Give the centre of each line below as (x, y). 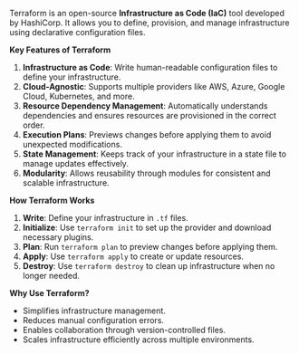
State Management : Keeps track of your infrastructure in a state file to (154, 154)
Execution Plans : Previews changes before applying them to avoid (147, 134)
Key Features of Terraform (60, 50)
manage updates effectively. (76, 163)
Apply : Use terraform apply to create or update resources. (133, 256)
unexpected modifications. (72, 144)
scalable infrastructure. (66, 183)
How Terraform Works (52, 200)
